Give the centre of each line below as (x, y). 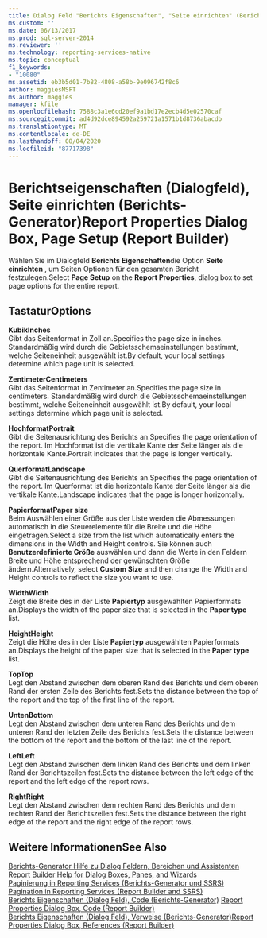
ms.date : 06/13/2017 (43, 30)
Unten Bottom (31, 715)
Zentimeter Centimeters (48, 379)
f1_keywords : (30, 68)
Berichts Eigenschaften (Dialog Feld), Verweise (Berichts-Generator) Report (131, 917)
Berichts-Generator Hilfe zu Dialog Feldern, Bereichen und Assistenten (124, 866)
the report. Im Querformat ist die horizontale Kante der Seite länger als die (130, 486)
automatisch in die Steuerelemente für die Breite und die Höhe (110, 527)
